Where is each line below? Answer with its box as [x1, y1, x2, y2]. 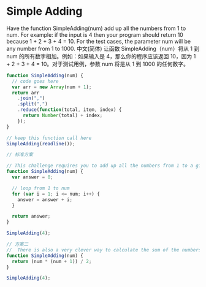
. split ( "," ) [17, 101, 48, 107]
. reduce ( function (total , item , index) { [17, 107, 122, 113]
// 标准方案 [6, 151, 34, 158]
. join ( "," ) [17, 95, 45, 102]
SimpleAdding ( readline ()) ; [6, 140, 75, 147]
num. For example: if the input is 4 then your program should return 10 [6, 31, 184, 38]
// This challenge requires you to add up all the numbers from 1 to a [6, 163, 193, 169]
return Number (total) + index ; [22, 112, 103, 119]
